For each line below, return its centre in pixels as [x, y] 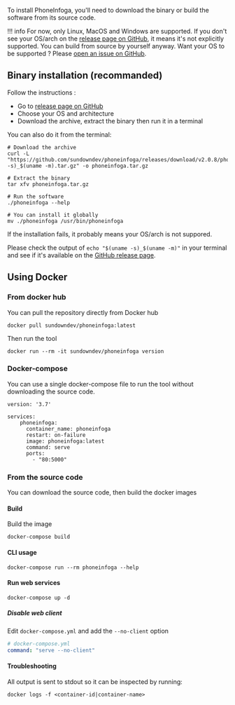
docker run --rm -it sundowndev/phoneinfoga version [86, 351]
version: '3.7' [29, 404]
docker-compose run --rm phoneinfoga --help [73, 568]
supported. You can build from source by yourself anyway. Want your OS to [116, 46]
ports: [35, 453]
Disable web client [35, 613]
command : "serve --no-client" [51, 650]
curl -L [19, 154]
